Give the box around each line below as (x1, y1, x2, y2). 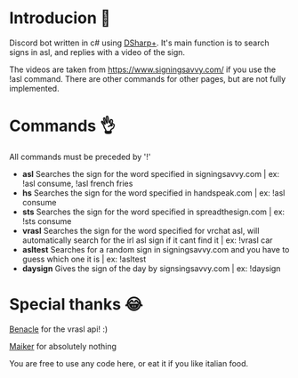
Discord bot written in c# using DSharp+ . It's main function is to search (9, 37, 270, 48)
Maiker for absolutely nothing (9, 341, 117, 351)
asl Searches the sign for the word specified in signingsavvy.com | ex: (21, 168, 280, 179)
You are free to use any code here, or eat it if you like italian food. (9, 358, 249, 368)
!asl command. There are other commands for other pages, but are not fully (9, 73, 286, 84)
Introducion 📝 (9, 8, 111, 28)
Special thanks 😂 (9, 294, 143, 315)
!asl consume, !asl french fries (21, 178, 133, 189)
